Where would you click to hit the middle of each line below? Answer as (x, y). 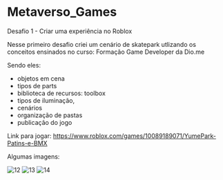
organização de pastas (50, 115)
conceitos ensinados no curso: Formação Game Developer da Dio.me (106, 52)
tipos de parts (37, 86)
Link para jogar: (29, 136)
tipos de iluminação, (46, 100)
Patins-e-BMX (27, 143)
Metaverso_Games (62, 12)
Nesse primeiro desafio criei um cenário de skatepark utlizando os (102, 44)
